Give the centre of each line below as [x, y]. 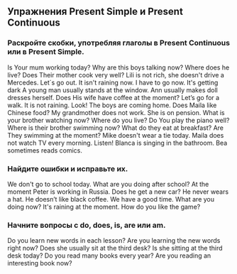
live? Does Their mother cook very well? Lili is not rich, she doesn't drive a [116, 75]
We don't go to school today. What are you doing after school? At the [108, 184]
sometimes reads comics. [45, 150]
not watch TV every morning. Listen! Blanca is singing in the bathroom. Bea [117, 143]
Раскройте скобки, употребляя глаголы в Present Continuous [119, 43]
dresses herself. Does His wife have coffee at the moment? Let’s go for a [114, 97]
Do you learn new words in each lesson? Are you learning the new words [114, 241]
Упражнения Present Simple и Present [95, 12]
